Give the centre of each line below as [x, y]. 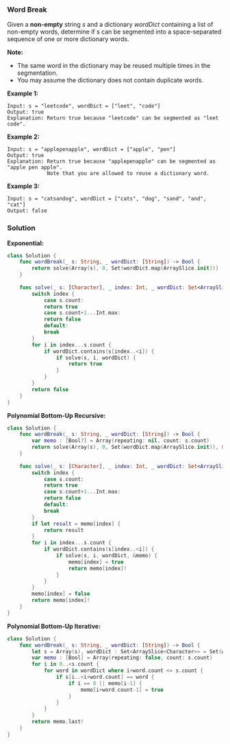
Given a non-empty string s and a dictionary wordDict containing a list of [110, 25]
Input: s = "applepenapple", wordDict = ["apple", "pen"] [91, 150]
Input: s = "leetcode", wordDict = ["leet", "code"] [84, 106]
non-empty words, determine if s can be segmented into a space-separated [114, 32]
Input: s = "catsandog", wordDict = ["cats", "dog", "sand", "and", [107, 199]
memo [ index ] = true [96, 562]
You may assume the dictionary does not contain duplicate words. [110, 80]
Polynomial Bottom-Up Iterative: [54, 626]
